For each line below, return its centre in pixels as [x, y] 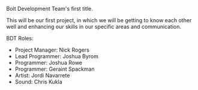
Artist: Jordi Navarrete [42, 75]
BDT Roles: [20, 38]
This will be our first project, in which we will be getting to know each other [99, 20]
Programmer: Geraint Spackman [55, 69]
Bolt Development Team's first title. [49, 9]
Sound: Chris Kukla [39, 82]
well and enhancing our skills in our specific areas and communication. [94, 27]
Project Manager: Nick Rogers [52, 50]
